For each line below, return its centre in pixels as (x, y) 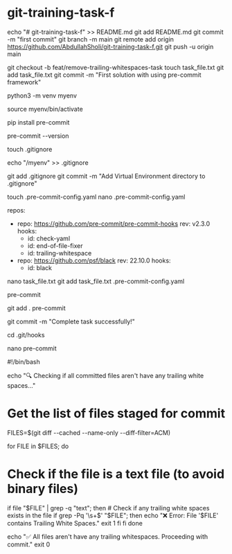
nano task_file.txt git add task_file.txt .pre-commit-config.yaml (96, 281)
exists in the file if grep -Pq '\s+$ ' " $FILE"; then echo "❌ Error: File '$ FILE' (113, 515)
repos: (16, 210)
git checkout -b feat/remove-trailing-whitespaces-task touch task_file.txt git (116, 67)
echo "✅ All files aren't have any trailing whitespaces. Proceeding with (108, 536)
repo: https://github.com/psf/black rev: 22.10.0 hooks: (94, 260)
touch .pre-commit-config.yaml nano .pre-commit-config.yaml (96, 197)
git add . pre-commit (36, 308)
